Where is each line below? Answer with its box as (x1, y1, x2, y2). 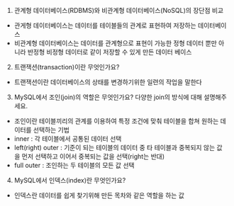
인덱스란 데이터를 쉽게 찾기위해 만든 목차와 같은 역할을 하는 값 (13, 191, 184, 200)
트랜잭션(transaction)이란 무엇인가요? (13, 63, 120, 71)
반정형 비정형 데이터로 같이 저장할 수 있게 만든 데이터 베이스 (27, 48, 192, 56)
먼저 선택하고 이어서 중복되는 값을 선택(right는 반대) (21, 152, 165, 161)
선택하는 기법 (33, 126, 69, 134)
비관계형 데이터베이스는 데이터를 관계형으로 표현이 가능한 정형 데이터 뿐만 (13, 39, 218, 47)
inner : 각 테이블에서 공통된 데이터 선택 (13, 135, 122, 143)
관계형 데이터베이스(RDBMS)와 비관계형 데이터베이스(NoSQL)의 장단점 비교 (13, 6, 224, 14)
